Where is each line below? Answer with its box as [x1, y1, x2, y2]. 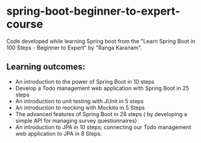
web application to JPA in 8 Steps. [15, 130, 103, 137]
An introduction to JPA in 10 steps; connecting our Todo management [15, 123, 192, 131]
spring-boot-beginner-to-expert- [6, 4, 180, 18]
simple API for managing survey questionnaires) [15, 117, 137, 124]
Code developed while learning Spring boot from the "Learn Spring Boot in [6, 37, 195, 45]
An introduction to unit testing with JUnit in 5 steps [15, 97, 144, 105]
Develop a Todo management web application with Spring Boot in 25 [15, 84, 189, 92]
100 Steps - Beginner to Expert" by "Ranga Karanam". [6, 44, 143, 51]
